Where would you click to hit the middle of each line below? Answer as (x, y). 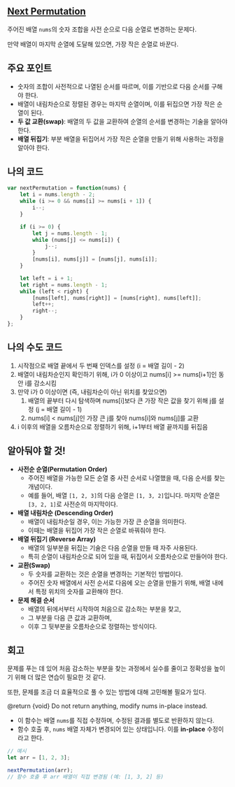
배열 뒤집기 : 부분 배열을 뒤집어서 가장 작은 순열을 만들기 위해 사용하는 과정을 (121, 138)
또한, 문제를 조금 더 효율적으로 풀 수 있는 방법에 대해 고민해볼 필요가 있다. (107, 692)
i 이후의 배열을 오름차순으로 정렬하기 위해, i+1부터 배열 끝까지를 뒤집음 (113, 426)
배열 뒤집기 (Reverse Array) (57, 539)
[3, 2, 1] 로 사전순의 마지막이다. (73, 504)
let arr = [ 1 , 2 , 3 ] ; (39, 758)
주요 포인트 (30, 68)
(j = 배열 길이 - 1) (59, 409)
